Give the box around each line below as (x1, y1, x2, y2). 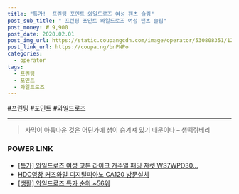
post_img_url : (7, 37, 50, 44)
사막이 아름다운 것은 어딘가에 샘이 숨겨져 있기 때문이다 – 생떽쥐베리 (24, 126, 211, 134)
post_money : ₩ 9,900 (7, 24, 69, 31)
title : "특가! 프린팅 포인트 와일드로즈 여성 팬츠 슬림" (7, 10, 154, 18)
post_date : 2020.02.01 (7, 30, 75, 38)
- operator (14, 57, 46, 64)
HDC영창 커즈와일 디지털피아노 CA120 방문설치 (17, 170, 149, 178)
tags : (7, 63, 23, 71)
